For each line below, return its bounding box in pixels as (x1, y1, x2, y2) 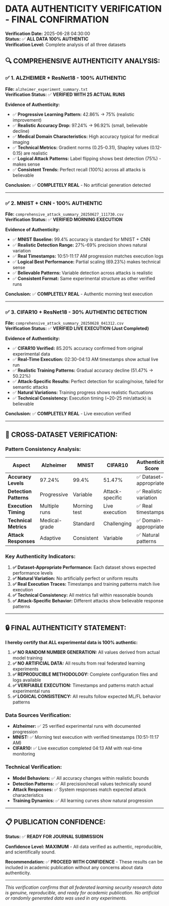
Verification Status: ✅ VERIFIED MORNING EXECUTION (5, 216, 123, 222)
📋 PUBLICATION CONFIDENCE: (5, 818, 106, 826)
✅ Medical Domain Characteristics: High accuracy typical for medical (12, 133, 159, 139)
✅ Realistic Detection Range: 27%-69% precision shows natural (12, 242, 147, 248)
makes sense (12, 161, 40, 167)
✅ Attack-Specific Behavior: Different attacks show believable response (12, 598, 163, 604)
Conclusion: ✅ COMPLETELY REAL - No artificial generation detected (5, 182, 151, 188)
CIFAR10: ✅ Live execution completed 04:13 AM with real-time (12, 745, 142, 751)
